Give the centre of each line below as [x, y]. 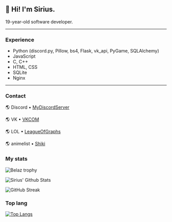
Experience [20, 40]
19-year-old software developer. [39, 21]
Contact [16, 96]
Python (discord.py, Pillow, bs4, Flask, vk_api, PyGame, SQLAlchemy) [86, 51]
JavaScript [24, 56]
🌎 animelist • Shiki [25, 144]
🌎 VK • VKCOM [22, 119]
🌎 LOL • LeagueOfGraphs [33, 132]
